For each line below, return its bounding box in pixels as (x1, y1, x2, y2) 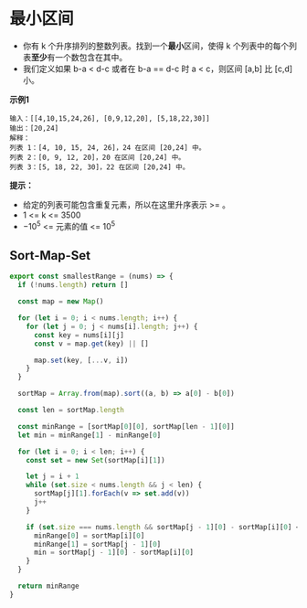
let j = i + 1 (26, 472, 79, 481)
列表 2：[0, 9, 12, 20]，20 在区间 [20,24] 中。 (9, 153, 185, 162)
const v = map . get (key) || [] (33, 339, 149, 348)
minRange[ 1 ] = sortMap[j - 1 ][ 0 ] (33, 539, 162, 549)
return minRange (17, 581, 79, 591)
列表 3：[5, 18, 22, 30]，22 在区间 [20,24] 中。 (9, 162, 190, 172)
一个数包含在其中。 (54, 51, 128, 62)
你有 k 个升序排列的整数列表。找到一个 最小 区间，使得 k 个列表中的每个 (22, 40, 290, 51)
